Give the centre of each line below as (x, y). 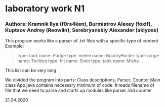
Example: (15, 46)
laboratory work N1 (45, 9)
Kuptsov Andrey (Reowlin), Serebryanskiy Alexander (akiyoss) (82, 30)
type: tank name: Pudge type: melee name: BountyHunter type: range (88, 56)
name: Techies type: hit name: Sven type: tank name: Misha (78, 61)
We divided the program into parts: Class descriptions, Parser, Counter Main (83, 80)
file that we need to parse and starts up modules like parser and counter (79, 90)
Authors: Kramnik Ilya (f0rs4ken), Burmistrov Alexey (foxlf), (79, 24)
